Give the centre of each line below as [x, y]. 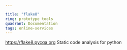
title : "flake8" [22, 14]
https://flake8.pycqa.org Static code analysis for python [63, 42]
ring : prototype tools [29, 19]
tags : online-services [29, 28]
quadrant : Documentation [31, 23]
